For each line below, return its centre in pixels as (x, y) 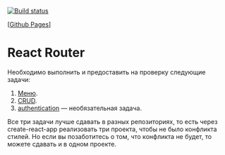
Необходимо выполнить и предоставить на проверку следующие (107, 72)
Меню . (28, 93)
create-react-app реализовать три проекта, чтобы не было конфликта (112, 129)
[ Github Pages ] (29, 24)
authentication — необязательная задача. (80, 108)
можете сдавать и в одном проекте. (62, 144)
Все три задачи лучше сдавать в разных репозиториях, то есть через (112, 121)
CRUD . (27, 100)
